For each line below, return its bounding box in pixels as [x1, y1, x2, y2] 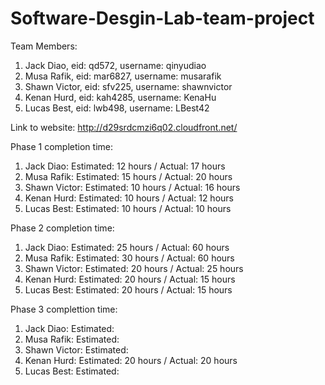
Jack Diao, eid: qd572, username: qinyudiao [24, 59, 207, 71]
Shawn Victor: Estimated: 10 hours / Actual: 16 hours [24, 181, 241, 193]
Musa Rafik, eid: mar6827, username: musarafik [24, 70, 222, 82]
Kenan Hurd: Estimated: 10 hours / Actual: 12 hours [24, 192, 234, 204]
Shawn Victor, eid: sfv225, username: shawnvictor [24, 80, 233, 92]
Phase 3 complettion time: [10, 303, 118, 315]
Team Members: [10, 40, 78, 52]
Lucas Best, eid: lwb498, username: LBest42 [24, 102, 210, 114]
